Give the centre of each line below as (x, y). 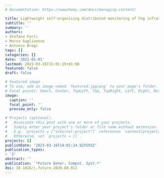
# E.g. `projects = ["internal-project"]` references (63, 132)
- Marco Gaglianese (25, 41)
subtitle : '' (18, 23)
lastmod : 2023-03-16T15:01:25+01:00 (42, 64)
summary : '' (17, 27)
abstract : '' (18, 159)
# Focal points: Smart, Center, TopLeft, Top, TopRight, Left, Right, (78, 91)
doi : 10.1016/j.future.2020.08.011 (41, 168)
